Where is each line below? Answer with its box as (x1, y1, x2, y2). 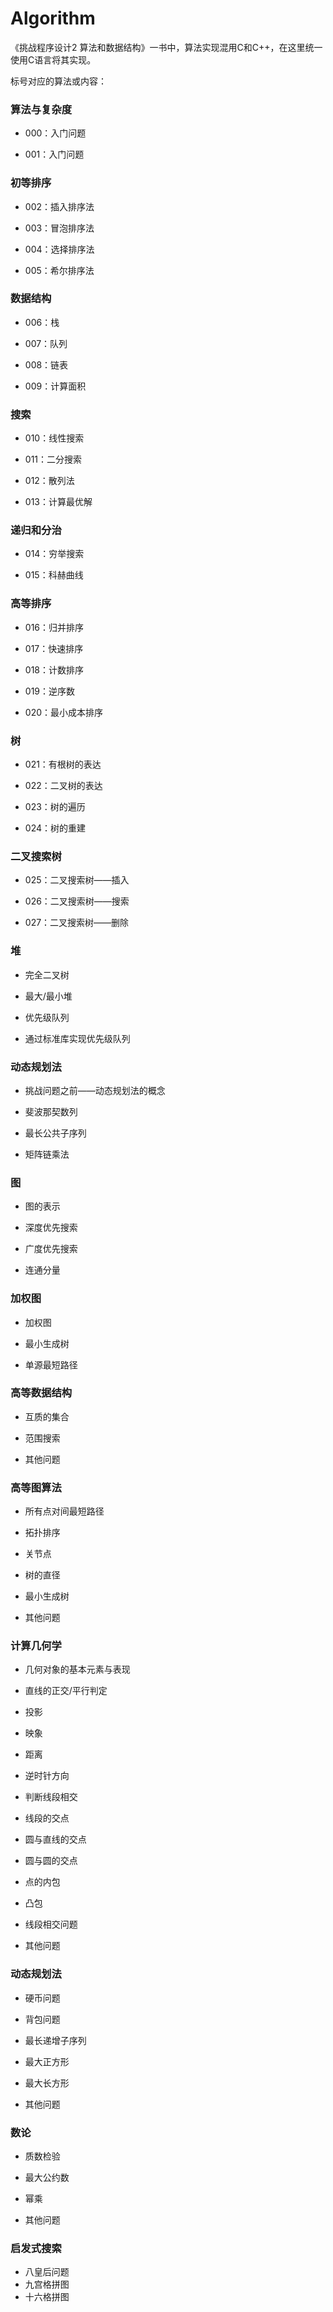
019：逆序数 (24, 685, 76, 697)
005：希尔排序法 (24, 264, 95, 276)
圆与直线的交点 (24, 1833, 87, 1846)
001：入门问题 (24, 148, 85, 161)
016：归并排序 (24, 621, 85, 633)
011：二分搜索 (24, 453, 83, 466)
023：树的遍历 (24, 801, 86, 813)
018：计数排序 (24, 663, 84, 676)
